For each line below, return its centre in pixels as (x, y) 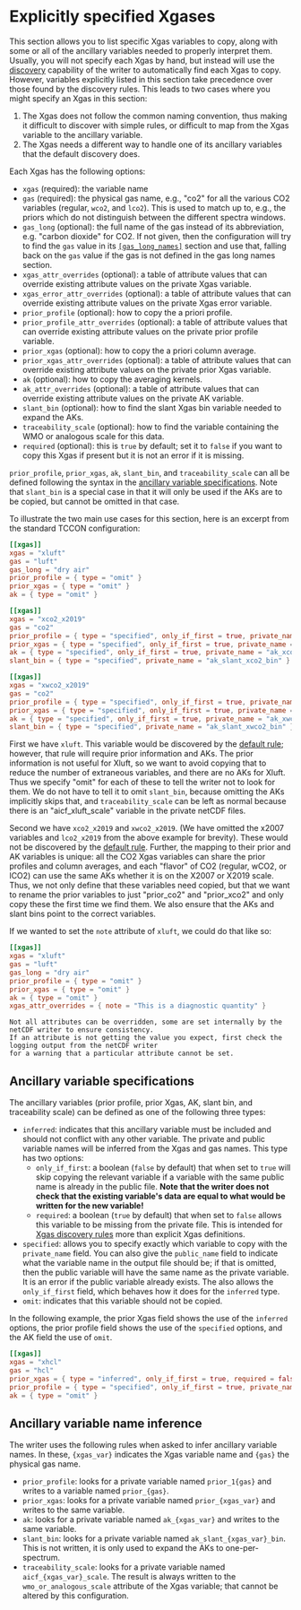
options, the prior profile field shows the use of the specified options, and (146, 1328)
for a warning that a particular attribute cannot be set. (122, 1054)
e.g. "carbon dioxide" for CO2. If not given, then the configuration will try (156, 236)
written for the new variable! (90, 1206)
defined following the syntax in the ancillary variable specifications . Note (143, 482)
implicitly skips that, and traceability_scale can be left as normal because (148, 801)
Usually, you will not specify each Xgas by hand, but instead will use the (142, 60)
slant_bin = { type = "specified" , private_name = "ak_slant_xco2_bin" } (150, 661)
